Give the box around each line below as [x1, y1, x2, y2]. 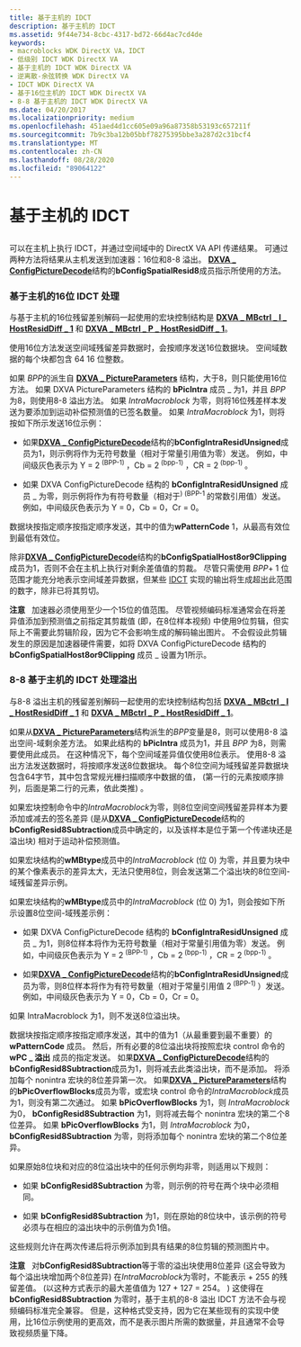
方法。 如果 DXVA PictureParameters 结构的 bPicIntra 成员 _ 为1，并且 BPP [9, 384, 286, 395]
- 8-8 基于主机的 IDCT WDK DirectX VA [9, 96, 148, 106]
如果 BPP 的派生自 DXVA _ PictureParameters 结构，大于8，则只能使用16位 [9, 373, 288, 383]
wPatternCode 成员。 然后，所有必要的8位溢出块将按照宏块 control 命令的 [9, 1041, 286, 1052]
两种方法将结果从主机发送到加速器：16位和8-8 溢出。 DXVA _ [9, 254, 236, 265]
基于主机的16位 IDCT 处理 [9, 290, 120, 302]
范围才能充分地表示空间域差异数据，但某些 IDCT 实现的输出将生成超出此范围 [9, 573, 293, 585]
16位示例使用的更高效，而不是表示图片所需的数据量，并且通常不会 [32, 1316, 278, 1327]
